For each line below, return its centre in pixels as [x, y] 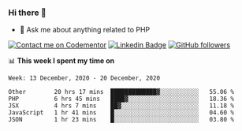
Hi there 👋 [28, 13]
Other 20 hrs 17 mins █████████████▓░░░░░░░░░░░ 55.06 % [121, 92]
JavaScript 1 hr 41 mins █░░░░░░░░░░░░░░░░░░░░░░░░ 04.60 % [121, 113]
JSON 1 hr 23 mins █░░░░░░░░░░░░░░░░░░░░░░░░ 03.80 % [121, 120]
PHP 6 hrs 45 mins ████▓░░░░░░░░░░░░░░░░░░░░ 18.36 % [121, 99]
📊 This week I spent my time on [61, 61]
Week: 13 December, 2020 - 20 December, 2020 [84, 78]
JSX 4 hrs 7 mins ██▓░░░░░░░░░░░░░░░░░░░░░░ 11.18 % [121, 106]
